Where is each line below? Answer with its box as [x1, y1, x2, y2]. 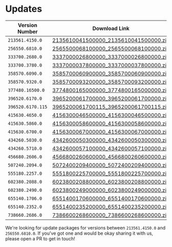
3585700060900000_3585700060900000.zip [52, 70, 170, 77]
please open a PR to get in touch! [5, 235, 75, 241]
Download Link [92, 25, 130, 32]
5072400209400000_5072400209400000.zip [52, 161, 170, 169]
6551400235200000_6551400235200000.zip [52, 203, 170, 210]
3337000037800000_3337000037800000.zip [52, 61, 170, 69]
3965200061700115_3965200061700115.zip [52, 103, 170, 110]
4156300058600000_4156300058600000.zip [52, 120, 170, 127]
